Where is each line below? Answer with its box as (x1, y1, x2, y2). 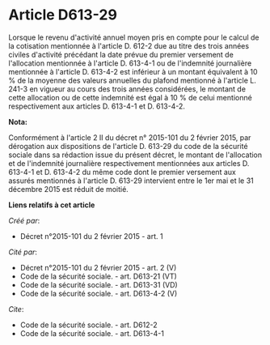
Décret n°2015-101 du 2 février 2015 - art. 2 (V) (19, 262, 177, 272)
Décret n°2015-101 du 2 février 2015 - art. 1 (19, 231, 163, 241)
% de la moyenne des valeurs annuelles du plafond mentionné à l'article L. (8, 75, 257, 85)
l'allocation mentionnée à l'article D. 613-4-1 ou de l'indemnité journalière (8, 58, 252, 68)
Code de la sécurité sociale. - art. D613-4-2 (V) (19, 288, 178, 298)
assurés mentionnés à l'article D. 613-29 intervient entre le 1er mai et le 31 (8, 176, 254, 185)
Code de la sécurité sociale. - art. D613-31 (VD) (19, 279, 178, 289)
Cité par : (8, 247, 38, 257)
